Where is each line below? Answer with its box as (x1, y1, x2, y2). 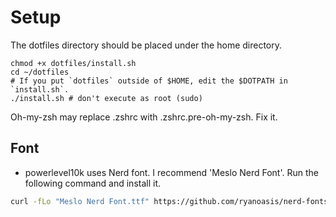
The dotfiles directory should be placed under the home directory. (10, 39, 283, 51)
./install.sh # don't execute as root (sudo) (10, 93, 203, 103)
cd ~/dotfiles (10, 67, 70, 77)
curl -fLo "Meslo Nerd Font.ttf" (10, 196, 150, 206)
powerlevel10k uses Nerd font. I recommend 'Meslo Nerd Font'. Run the (24, 166, 319, 178)
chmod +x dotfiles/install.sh (10, 58, 137, 68)
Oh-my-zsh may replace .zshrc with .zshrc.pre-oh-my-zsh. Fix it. (10, 111, 278, 123)
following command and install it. (24, 177, 162, 189)
